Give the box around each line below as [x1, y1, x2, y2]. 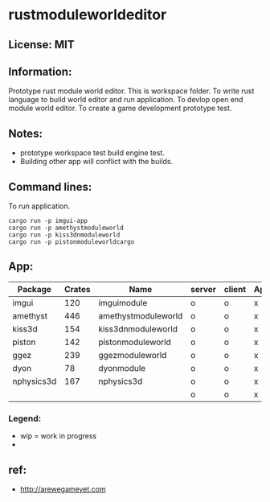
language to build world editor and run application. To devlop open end [8, 95, 243, 105]
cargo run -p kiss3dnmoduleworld [8, 231, 121, 239]
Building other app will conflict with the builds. [19, 157, 174, 167]
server [190, 283, 217, 294]
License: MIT [8, 38, 75, 51]
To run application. [8, 201, 71, 211]
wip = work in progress [19, 431, 97, 441]
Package [17, 283, 52, 294]
